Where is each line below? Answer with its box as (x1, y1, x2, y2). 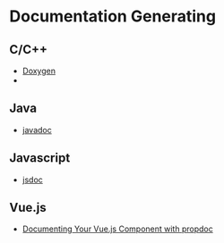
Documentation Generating (9, 6, 217, 27)
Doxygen (22, 65, 56, 76)
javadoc (22, 124, 52, 135)
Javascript (9, 150, 71, 166)
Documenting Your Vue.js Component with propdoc (22, 223, 213, 234)
